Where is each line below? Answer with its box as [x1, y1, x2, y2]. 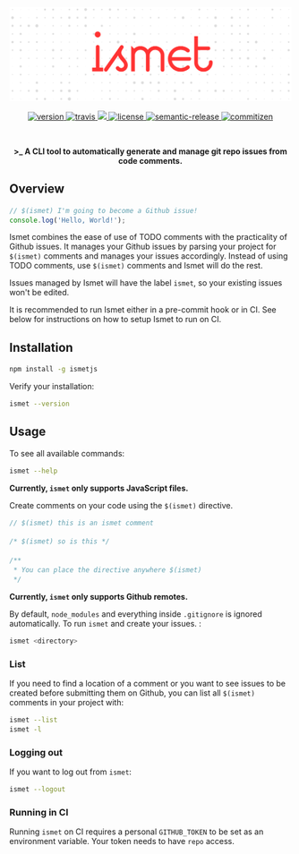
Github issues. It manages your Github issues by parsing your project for [9, 241, 277, 252]
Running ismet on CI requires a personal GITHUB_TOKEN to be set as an [9, 826, 264, 837]
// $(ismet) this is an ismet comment [9, 518, 154, 527]
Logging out [9, 746, 63, 758]
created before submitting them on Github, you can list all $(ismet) [9, 687, 255, 698]
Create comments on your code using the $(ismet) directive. [9, 500, 234, 510]
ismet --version [9, 399, 70, 409]
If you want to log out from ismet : [9, 766, 132, 777]
